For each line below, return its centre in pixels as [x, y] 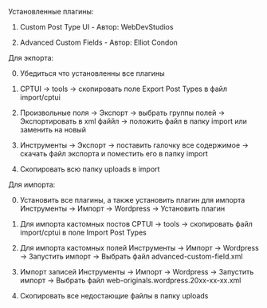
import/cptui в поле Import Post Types [83, 232]
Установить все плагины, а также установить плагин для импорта [132, 200]
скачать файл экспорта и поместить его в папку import [114, 154]
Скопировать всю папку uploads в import [90, 169]
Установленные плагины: [51, 12]
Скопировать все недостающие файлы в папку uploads [114, 296]
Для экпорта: [31, 58]
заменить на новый [53, 130]
